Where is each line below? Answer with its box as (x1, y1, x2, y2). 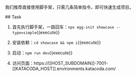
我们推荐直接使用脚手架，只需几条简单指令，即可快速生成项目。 (5, 4, 134, 10)
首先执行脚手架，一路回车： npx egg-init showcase (12, 24, 114, 30)
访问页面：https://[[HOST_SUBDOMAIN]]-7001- (12, 60, 109, 66)
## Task (5, 14, 22, 19)
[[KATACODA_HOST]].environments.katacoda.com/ (12, 66, 116, 72)
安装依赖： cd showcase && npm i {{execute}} (12, 39, 101, 45)
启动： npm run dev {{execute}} (12, 50, 73, 56)
